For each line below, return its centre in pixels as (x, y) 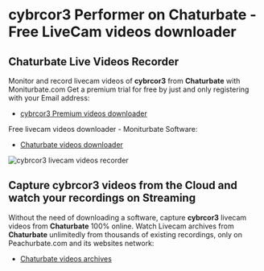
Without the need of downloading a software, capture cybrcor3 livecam (128, 217)
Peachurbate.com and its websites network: (81, 243)
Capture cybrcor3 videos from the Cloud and (123, 185)
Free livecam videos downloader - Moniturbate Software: (103, 129)
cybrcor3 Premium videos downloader (83, 113)
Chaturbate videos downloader (71, 145)
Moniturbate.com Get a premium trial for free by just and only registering (129, 89)
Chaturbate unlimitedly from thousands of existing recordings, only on (126, 234)
